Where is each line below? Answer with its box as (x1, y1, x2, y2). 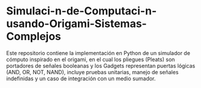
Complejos (6, 30, 61, 43)
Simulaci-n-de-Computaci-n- (6, 4, 157, 18)
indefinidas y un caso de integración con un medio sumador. (6, 75, 156, 82)
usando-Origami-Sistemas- (6, 17, 147, 31)
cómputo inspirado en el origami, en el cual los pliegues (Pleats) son (6, 56, 175, 63)
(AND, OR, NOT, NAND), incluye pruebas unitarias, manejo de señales (6, 68, 179, 75)
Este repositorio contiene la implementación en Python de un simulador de (6, 49, 191, 56)
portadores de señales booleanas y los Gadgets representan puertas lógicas (6, 62, 196, 69)
